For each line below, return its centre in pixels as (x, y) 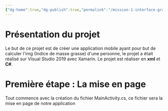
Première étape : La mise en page (75, 84)
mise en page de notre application (40, 103)
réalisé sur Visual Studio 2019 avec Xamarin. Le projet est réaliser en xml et (83, 59)
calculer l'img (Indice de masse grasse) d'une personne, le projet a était (79, 53)
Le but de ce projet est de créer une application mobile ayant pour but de (80, 48)
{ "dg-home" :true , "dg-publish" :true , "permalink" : (57, 10)
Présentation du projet (52, 34)
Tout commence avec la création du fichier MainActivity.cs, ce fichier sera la (84, 98)
